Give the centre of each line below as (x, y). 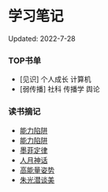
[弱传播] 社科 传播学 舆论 (60, 89)
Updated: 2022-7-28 (42, 38)
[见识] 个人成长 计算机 (55, 79)
